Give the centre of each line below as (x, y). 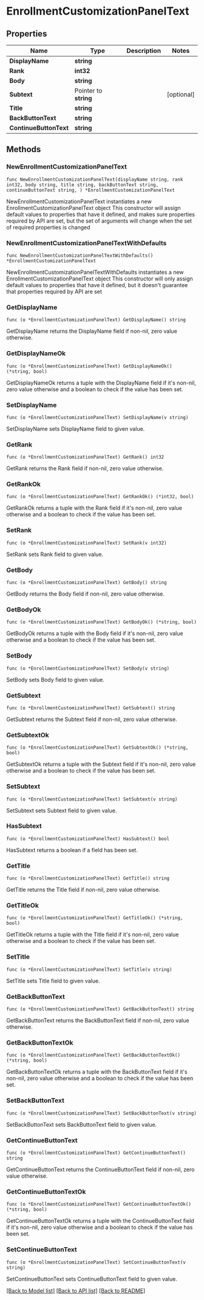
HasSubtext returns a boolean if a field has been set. (72, 850)
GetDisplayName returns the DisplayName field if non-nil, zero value (92, 331)
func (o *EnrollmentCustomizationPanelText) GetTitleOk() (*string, (95, 918)
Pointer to (88, 91)
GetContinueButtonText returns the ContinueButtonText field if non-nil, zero (100, 1169)
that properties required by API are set (54, 291)
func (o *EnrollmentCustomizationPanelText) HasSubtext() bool (88, 839)
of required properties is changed (48, 227)
